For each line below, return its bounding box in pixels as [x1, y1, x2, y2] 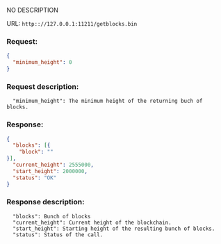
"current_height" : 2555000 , [13, 161, 95, 169]
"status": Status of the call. [13, 231, 104, 238]
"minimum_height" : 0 [13, 59, 72, 66]
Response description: [6, 197, 85, 207]
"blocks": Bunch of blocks [13, 213, 91, 220]
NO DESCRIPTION [6, 6, 58, 14]
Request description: [6, 81, 79, 91]
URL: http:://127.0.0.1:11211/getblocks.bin [6, 19, 138, 27]
